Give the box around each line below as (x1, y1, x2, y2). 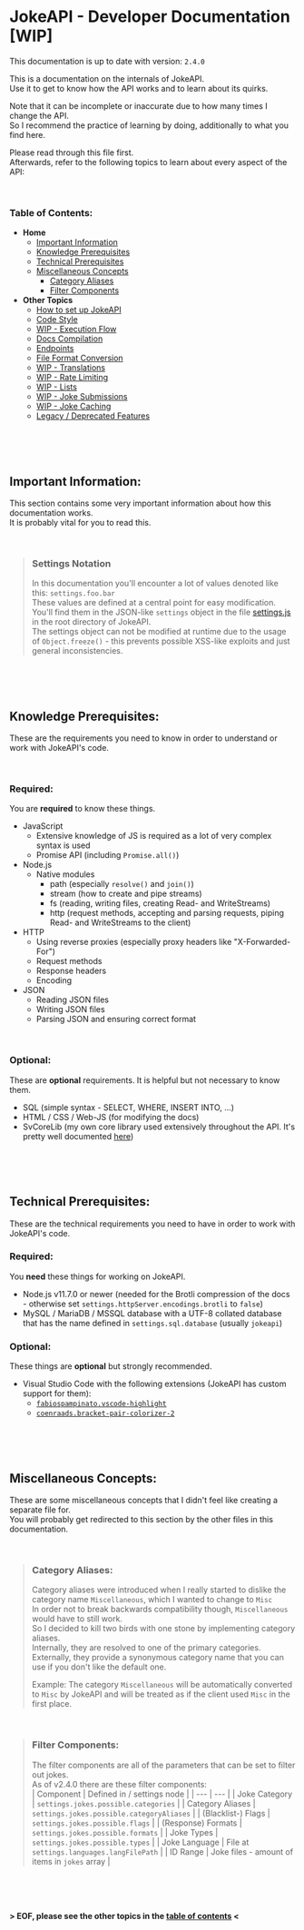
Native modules (35, 869, 95, 880)
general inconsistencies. (31, 645, 123, 656)
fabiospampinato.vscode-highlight (35, 1400, 167, 1409)
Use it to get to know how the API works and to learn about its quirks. (9, 83, 269, 94)
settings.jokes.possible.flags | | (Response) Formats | (31, 1817, 242, 1828)
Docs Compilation (35, 333, 103, 344)
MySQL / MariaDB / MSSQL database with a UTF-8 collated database (22, 1307, 282, 1318)
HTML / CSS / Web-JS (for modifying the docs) (22, 1111, 200, 1122)
